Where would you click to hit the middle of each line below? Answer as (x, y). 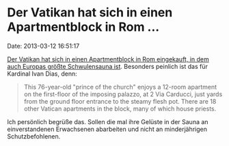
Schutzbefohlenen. (34, 136)
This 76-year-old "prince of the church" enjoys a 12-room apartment (120, 87)
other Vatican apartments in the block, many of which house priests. (120, 108)
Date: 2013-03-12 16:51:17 (43, 46)
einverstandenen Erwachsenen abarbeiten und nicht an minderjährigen (107, 129)
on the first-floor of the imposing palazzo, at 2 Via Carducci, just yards (123, 94)
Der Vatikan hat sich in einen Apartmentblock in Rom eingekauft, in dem (108, 59)
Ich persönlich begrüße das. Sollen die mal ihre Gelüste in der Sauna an (108, 121)
